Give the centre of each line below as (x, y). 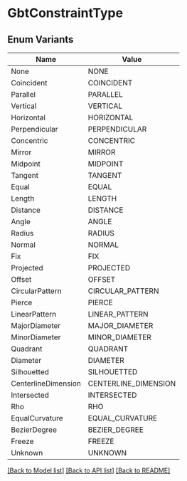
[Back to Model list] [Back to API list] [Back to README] (89, 470)
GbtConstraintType (65, 13)
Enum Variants (41, 39)
